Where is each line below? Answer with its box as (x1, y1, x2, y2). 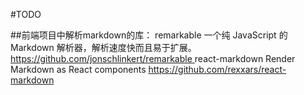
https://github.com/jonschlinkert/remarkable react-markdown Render (10, 53, 296, 64)
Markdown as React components (10, 64, 147, 75)
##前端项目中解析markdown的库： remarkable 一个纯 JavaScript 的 (10, 29, 288, 41)
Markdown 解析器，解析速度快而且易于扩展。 (10, 42, 197, 53)
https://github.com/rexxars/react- (148, 64, 287, 75)
